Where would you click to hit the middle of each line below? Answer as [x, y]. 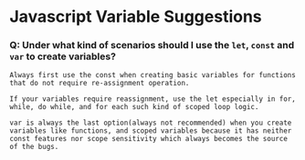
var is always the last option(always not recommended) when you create [151, 123]
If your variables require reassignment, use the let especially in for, [153, 99]
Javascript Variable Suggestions [136, 17]
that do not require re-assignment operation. [100, 84]
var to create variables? [63, 56]
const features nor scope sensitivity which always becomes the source [148, 139]
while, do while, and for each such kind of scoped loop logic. [134, 107]
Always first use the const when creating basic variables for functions [153, 75]
